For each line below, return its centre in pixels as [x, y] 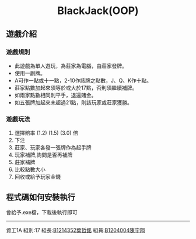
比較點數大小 [30, 170]
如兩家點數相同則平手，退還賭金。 [55, 95]
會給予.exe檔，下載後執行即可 [42, 212]
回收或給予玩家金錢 [38, 177]
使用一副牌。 [30, 73]
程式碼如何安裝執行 [41, 197]
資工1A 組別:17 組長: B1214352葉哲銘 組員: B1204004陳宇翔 [76, 230]
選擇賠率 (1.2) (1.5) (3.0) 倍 [46, 133]
